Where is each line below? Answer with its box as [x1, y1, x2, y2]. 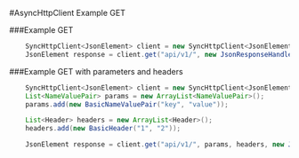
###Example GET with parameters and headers [9, 66, 184, 76]
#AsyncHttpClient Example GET [9, 8, 126, 18]
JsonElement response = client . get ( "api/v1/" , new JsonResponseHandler [25, 50, 296, 59]
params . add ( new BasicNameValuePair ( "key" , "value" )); [25, 99, 229, 109]
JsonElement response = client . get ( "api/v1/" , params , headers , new [25, 140, 285, 149]
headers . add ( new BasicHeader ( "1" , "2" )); [25, 124, 181, 133]
